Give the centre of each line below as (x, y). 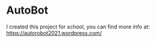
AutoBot (27, 10)
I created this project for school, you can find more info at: (78, 27)
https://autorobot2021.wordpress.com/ (54, 33)
